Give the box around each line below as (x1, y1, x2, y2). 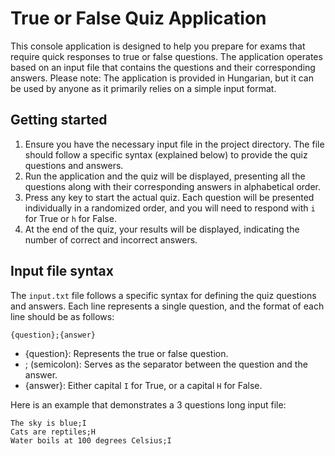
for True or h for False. (24, 212, 117, 224)
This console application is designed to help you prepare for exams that (10, 40, 306, 52)
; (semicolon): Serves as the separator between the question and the (24, 358, 308, 370)
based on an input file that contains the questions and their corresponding (10, 61, 316, 73)
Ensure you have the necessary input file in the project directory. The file (24, 138, 325, 150)
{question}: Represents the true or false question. (24, 347, 229, 359)
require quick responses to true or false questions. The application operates (10, 50, 323, 62)
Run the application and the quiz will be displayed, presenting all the (24, 170, 306, 182)
